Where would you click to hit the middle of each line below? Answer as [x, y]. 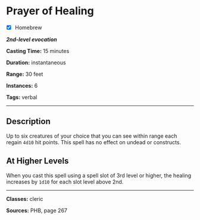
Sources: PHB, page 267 [37, 210]
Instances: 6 [22, 86]
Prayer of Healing [50, 11]
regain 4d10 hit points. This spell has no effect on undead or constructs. [94, 142]
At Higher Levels [37, 161]
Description [28, 121]
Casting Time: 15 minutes [38, 51]
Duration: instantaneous [36, 63]
